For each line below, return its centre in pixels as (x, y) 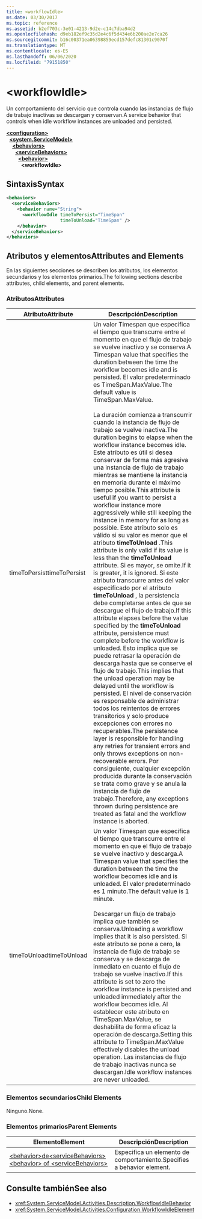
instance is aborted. (121, 821)
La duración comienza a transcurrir (142, 415)
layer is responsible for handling (138, 738)
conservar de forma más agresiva (140, 460)
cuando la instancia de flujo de (136, 422)
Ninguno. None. (25, 1111)
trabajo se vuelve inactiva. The (136, 430)
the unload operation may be (133, 678)
